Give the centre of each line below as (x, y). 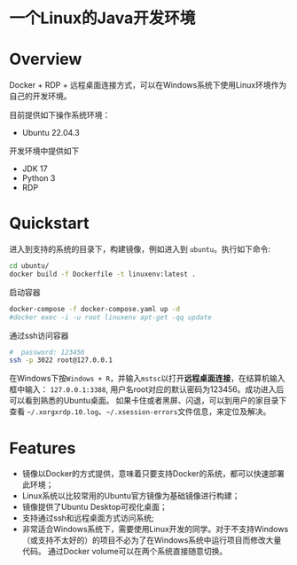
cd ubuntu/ (29, 266)
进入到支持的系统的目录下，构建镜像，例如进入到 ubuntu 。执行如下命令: (140, 249)
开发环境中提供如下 (44, 151)
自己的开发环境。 (40, 96)
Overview (46, 59)
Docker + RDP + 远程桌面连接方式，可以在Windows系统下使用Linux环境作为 (148, 85)
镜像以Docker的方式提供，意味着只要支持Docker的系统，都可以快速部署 (153, 474)
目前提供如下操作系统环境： (60, 115)
